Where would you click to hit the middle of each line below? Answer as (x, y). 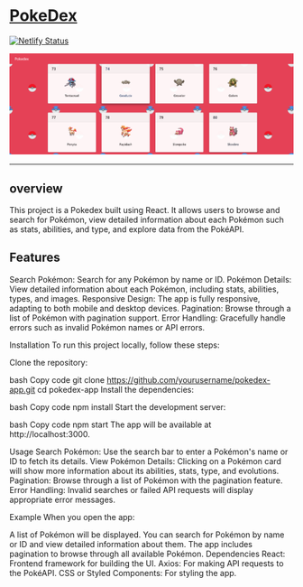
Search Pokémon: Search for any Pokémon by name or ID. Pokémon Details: (151, 279)
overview (36, 188)
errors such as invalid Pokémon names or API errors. (107, 327)
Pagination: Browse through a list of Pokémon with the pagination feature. (146, 480)
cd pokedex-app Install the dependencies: (116, 389)
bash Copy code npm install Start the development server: (118, 406)
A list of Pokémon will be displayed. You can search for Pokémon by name (147, 535)
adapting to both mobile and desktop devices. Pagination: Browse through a (150, 308)
